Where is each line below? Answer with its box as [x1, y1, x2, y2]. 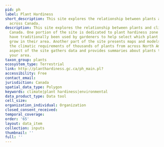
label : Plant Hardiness [5, 12, 54, 17]
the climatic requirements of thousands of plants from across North [9, 44, 154, 49]
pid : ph [5, 7, 21, 12]
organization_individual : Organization [5, 103, 86, 108]
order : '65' [5, 116, 29, 122]
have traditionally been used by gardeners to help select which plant [9, 35, 159, 40]
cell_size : [5, 98, 27, 103]
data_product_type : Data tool [5, 94, 67, 98]
